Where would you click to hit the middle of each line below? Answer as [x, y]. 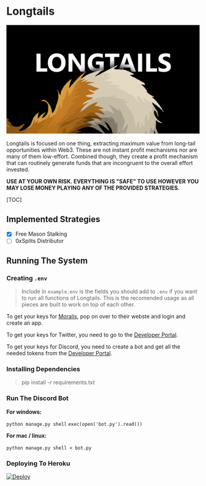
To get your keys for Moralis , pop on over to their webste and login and [96, 317]
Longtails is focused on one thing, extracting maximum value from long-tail [101, 144]
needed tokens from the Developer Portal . [59, 353]
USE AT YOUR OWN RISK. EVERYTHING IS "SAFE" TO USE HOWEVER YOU [103, 182]
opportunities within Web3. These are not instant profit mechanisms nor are [102, 150]
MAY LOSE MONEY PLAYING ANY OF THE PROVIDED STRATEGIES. [93, 188]
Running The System [47, 260]
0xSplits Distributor [40, 241]
